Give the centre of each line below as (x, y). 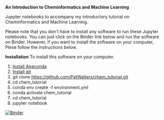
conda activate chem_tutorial (42, 93)
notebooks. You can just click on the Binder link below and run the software (82, 37)
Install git (22, 72)
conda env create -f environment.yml (50, 87)
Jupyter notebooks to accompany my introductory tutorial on (67, 17)
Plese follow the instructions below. (41, 47)
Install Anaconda (29, 66)
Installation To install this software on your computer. (60, 57)
